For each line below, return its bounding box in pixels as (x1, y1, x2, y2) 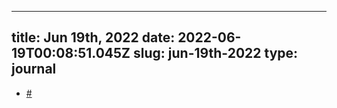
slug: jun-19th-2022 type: (133, 45, 299, 62)
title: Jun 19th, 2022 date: (11, 29, 176, 46)
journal (11, 61, 57, 78)
